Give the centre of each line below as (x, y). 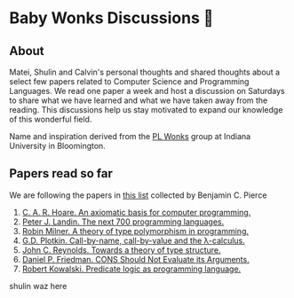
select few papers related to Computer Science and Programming (129, 82)
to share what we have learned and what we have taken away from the (139, 100)
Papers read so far (61, 173)
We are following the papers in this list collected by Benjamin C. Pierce (138, 195)
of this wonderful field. (51, 119)
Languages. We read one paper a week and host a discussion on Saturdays (147, 91)
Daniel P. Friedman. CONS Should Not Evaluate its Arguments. (136, 259)
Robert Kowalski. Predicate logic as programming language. (131, 269)
